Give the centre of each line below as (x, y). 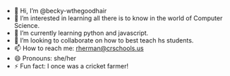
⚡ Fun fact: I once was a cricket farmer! (71, 66)
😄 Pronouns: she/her (45, 58)
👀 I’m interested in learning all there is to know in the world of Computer (118, 18)
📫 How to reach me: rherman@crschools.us (79, 48)
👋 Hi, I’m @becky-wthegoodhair (60, 11)
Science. (27, 25)
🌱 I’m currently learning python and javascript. (81, 33)
